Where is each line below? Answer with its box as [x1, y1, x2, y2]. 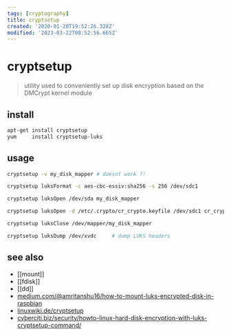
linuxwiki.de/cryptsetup [16, 306, 84, 315]
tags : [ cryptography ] [7, 10, 69, 17]
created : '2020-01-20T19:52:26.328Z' [7, 23, 115, 30]
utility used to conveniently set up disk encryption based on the [23, 82, 204, 90]
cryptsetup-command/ [16, 321, 82, 329]
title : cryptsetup [7, 16, 60, 23]
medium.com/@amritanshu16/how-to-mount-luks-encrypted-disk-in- [16, 291, 214, 300]
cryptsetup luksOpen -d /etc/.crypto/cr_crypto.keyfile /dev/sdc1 [7, 208, 201, 215]
